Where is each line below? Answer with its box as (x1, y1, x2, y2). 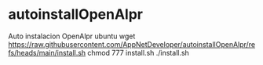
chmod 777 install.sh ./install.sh (87, 48, 190, 57)
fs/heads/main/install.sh (8, 48, 86, 57)
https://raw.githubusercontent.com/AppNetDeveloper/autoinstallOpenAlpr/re (8, 39, 256, 49)
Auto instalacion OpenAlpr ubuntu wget (8, 31, 136, 41)
